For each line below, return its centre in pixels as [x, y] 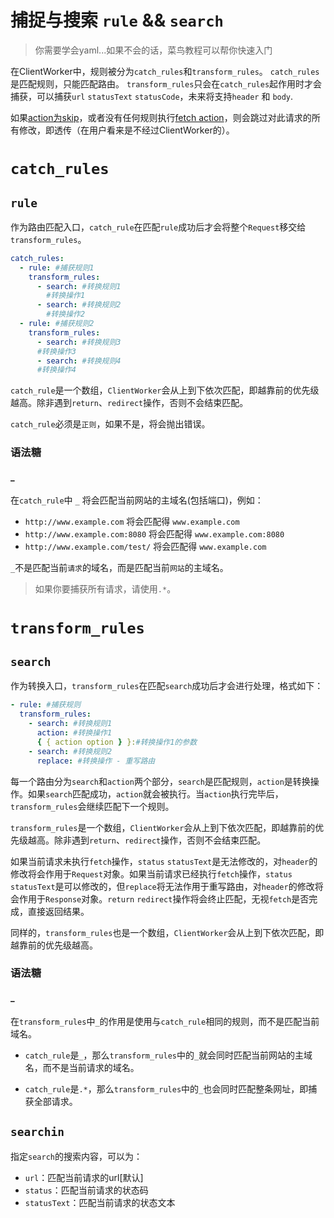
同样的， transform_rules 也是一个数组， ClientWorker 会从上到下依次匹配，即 [167, 932]
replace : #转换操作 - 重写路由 [96, 761]
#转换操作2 [66, 314]
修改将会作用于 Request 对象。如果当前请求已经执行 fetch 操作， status [151, 873]
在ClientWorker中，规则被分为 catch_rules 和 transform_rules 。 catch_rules [165, 71]
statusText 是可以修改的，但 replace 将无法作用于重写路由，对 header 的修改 [162, 886]
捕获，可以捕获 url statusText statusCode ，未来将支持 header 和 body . [152, 96]
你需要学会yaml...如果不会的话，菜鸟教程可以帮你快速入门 [153, 50]
